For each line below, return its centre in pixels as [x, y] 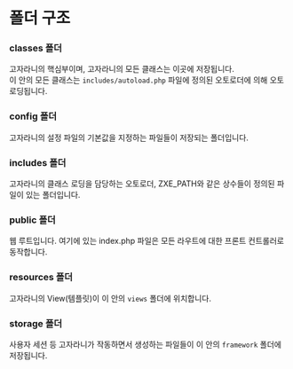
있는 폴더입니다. [53, 195]
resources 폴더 [41, 278]
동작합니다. [28, 252]
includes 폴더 [38, 162]
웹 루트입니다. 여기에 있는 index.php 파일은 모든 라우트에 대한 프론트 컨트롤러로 [146, 241]
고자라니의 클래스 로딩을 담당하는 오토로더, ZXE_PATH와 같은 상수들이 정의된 [142, 184]
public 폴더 [32, 220]
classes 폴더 [36, 48]
